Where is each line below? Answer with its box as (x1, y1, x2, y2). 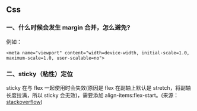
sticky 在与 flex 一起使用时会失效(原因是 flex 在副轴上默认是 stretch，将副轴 (6, 84, 191, 91)
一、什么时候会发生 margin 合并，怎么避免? (6, 24, 131, 32)
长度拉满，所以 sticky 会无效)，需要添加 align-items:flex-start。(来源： (6, 92, 179, 99)
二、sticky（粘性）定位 (6, 70, 73, 78)
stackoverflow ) (6, 98, 43, 105)
